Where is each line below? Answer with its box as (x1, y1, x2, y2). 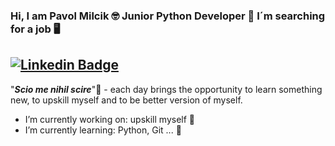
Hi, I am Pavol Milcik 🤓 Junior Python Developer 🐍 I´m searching (10, 9, 326, 23)
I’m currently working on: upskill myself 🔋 (24, 113, 195, 125)
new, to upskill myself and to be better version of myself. (10, 94, 243, 106)
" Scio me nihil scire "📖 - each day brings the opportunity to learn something (10, 83, 323, 95)
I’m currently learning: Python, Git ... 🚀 (24, 124, 182, 136)
